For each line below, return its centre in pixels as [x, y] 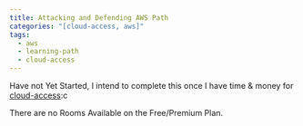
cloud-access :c [39, 95]
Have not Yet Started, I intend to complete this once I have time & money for [151, 86]
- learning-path [48, 52]
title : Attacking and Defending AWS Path [89, 18]
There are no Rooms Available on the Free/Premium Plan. [116, 113]
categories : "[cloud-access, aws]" [77, 26]
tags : [20, 34]
